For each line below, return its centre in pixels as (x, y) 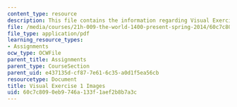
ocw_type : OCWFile (34, 53)
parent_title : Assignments (47, 60)
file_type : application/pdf (49, 33)
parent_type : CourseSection (49, 66)
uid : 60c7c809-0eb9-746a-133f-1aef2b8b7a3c (72, 92)
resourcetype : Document (42, 79)
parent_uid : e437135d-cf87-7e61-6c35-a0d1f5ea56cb (83, 73)
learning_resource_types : (45, 40)
